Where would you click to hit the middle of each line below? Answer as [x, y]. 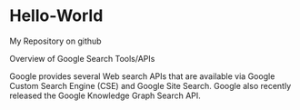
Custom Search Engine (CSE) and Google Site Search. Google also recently [150, 85]
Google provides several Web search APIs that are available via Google [142, 76]
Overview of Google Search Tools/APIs [82, 58]
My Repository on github [55, 41]
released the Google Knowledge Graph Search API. [105, 95]
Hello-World [56, 16]
